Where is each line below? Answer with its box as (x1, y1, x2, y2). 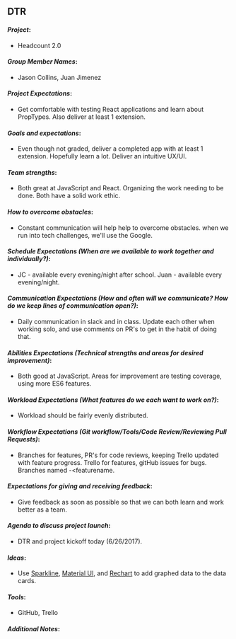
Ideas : (7, 553, 27, 562)
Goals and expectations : (7, 129, 81, 137)
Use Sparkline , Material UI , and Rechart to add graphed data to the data (17, 569, 227, 577)
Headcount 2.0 (17, 41, 61, 50)
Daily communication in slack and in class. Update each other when (17, 318, 216, 326)
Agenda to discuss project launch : (7, 522, 111, 530)
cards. (17, 577, 37, 585)
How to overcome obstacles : (7, 208, 94, 216)
